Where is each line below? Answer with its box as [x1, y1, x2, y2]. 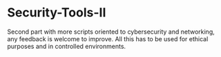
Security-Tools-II [7, 5, 106, 21]
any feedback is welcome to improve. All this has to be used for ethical [7, 34, 209, 43]
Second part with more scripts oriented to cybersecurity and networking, [7, 27, 215, 36]
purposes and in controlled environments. [7, 42, 126, 50]
